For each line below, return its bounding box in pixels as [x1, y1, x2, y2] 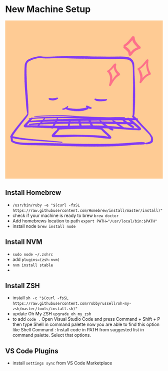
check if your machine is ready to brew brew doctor [12, 212, 119, 218]
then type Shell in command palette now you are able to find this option [12, 321, 160, 327]
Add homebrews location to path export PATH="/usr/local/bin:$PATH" [12, 217, 157, 224]
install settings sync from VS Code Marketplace [12, 360, 112, 366]
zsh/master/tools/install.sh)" [12, 306, 78, 312]
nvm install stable [12, 263, 53, 268]
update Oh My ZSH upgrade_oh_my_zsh [12, 311, 91, 317]
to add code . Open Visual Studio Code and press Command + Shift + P [12, 316, 160, 322]
